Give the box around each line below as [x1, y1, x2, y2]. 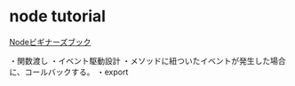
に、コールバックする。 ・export [9, 66, 129, 77]
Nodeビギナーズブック [9, 36, 92, 47]
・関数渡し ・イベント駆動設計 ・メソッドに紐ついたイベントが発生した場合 [9, 55, 286, 66]
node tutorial [9, 6, 107, 27]
